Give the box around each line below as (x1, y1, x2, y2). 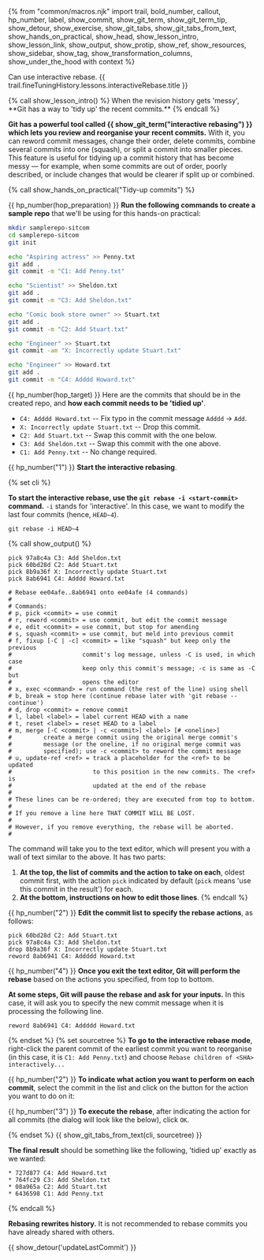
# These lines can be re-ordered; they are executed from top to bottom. (8, 796, 256, 803)
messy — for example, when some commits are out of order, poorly (8, 162, 227, 170)
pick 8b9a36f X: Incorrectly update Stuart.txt (8, 568, 168, 576)
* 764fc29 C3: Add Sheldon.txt (8, 1176, 111, 1184)
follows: (8, 916, 34, 926)
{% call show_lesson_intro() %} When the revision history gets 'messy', (8, 96, 240, 105)
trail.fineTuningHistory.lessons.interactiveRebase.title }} (8, 80, 188, 90)
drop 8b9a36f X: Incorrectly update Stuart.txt (8, 945, 168, 953)
